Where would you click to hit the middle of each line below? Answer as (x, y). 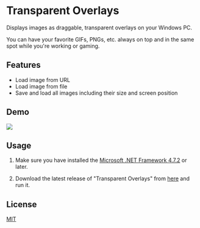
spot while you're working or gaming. (53, 46)
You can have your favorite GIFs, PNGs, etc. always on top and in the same (100, 39)
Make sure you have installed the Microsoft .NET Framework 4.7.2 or (101, 160)
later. (22, 167)
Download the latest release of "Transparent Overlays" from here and (102, 178)
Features (23, 65)
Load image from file (41, 86)
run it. (23, 185)
